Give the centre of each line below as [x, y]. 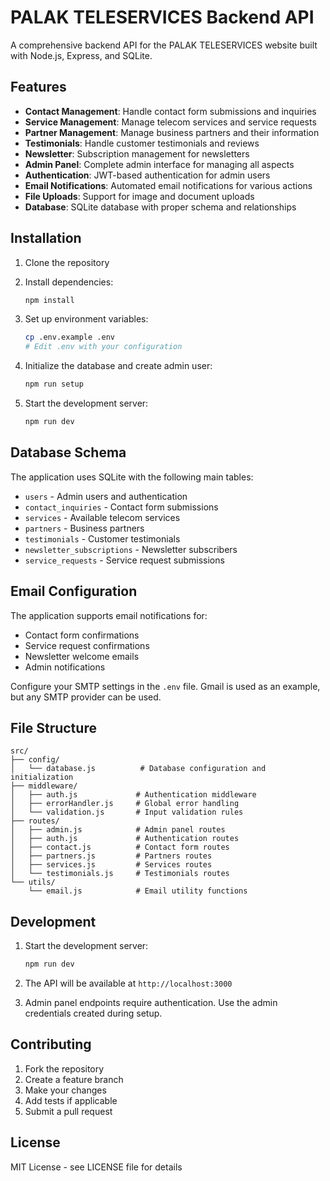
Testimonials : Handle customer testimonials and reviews [142, 143]
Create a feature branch [74, 1079]
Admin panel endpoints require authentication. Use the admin [151, 1003]
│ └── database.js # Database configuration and [138, 769]
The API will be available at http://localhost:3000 [128, 983]
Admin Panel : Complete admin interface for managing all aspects [159, 164]
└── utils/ [33, 882]
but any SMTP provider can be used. [86, 697]
